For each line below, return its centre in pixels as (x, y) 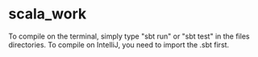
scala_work (48, 14)
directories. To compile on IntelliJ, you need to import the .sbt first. (119, 44)
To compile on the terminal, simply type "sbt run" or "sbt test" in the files (129, 36)
